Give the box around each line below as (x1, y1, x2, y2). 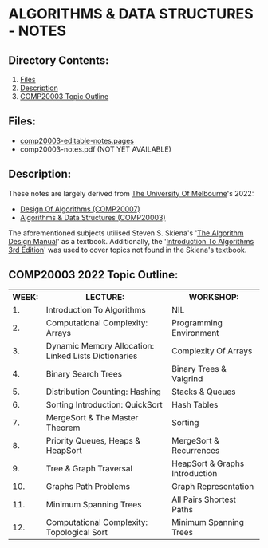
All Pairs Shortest (171, 494, 237, 505)
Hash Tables (171, 400, 219, 411)
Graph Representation (171, 481, 254, 492)
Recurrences (171, 445, 220, 456)
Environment (171, 328, 219, 339)
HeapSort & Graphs (171, 458, 245, 469)
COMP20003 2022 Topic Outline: (8, 268, 179, 282)
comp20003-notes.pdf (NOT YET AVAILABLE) (19, 144, 171, 154)
